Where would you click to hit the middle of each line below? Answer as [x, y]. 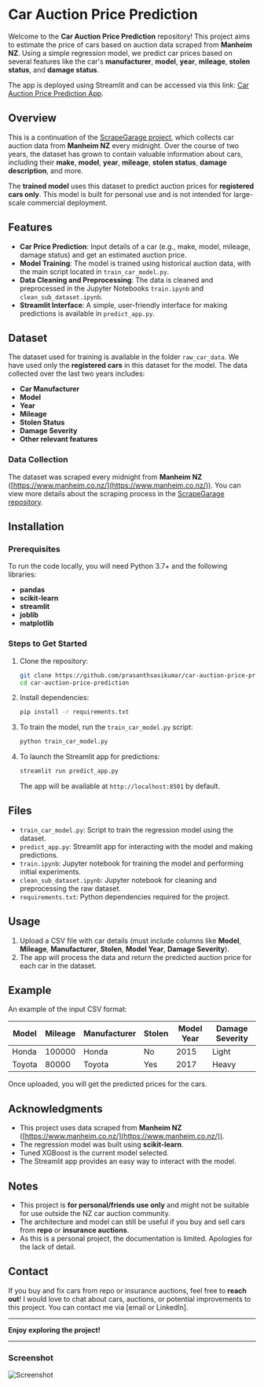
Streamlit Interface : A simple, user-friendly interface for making [123, 305]
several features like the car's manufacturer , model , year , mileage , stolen [129, 61]
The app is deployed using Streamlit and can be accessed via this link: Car [129, 85]
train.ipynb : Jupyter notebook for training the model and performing [131, 863]
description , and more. [46, 170]
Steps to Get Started [48, 643]
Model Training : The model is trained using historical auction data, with [135, 263]
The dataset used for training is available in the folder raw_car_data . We [124, 357]
